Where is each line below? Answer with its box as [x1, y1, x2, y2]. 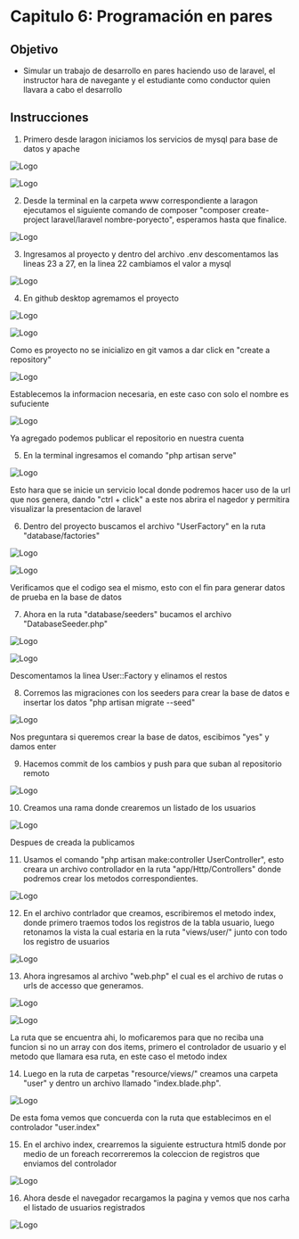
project [22, 214, 50, 225]
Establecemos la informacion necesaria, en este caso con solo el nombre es [10, 388, 289, 399]
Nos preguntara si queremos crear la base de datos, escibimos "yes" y [10, 731, 270, 742]
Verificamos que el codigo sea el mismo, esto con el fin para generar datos [10, 582, 286, 592]
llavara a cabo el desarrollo [22, 85, 123, 95]
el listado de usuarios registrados [22, 1202, 146, 1212]
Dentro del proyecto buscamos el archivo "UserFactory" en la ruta [22, 520, 266, 532]
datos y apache [22, 143, 81, 153]
